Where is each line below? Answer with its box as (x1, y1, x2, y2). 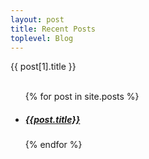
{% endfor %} (24, 139, 83, 151)
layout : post (10, 14, 65, 25)
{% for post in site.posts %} (24, 91, 140, 103)
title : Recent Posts (10, 24, 97, 34)
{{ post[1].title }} (10, 61, 77, 73)
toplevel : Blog (10, 33, 74, 43)
